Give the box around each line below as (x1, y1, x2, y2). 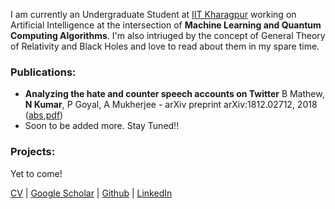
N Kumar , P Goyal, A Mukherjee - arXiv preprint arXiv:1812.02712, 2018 (24, 99, 318, 111)
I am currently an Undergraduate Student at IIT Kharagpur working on (10, 9, 297, 20)
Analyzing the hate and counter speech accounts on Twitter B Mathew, (24, 88, 325, 100)
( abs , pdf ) (24, 109, 64, 121)
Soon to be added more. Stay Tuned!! (24, 120, 180, 132)
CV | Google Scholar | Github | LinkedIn (10, 187, 173, 199)
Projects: (10, 145, 56, 159)
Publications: (10, 65, 77, 79)
